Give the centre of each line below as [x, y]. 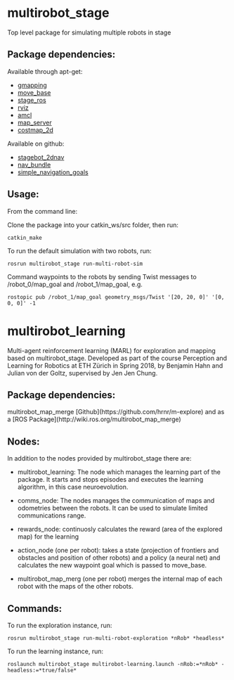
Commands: [35, 609]
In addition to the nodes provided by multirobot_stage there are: [99, 458]
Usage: [24, 194]
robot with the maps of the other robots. [75, 586]
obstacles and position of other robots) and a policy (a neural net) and [119, 558]
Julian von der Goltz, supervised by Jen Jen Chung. [83, 373]
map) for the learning [48, 537]
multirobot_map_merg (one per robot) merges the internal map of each [120, 579]
